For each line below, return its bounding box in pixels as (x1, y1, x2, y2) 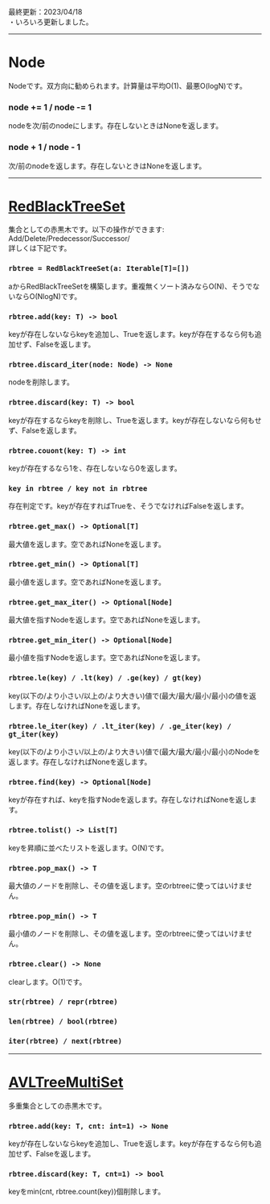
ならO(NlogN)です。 (14, 291, 82, 301)
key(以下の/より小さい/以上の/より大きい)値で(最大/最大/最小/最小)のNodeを (8, 747, 260, 757)
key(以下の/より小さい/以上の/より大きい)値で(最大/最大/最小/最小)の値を (8, 691, 250, 700)
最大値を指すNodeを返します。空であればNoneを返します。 (8, 615, 205, 625)
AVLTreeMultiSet (8, 1073, 124, 1091)
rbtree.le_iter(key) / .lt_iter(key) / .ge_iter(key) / (8, 721, 231, 731)
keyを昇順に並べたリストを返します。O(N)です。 (8, 843, 169, 853)
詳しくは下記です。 (8, 243, 72, 253)
